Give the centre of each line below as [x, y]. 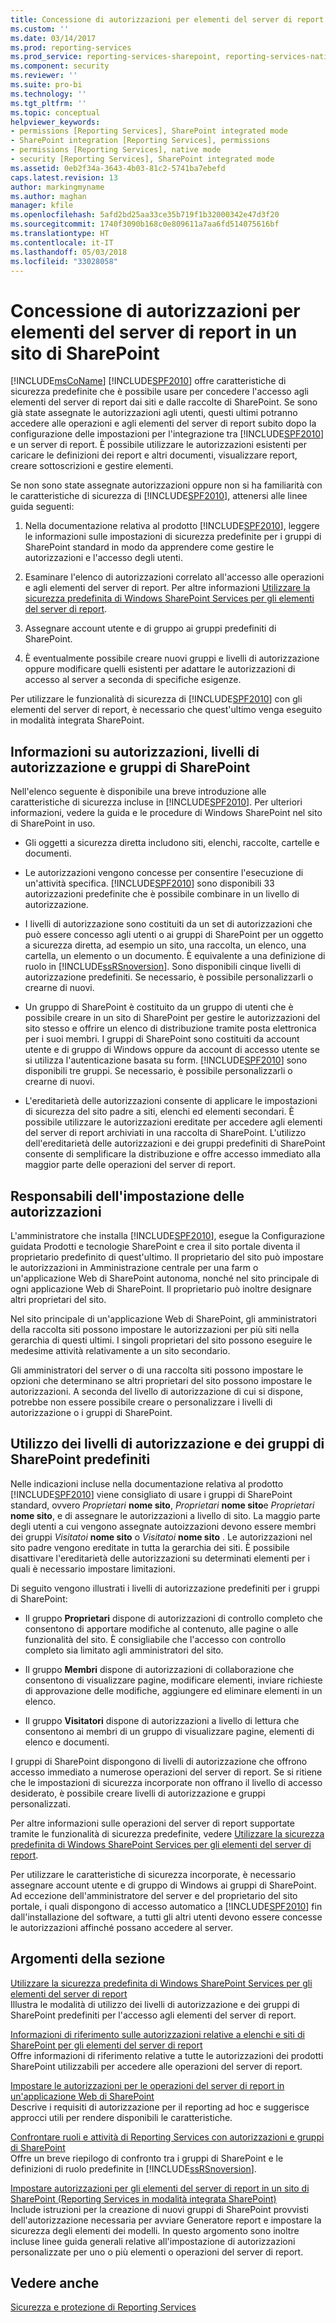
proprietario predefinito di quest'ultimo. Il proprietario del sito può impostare [167, 1257]
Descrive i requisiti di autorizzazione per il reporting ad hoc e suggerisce [160, 2107]
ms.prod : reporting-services [71, 47]
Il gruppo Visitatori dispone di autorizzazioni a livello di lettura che [162, 1720]
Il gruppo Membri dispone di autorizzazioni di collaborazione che [159, 1669]
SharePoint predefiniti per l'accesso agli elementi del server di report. [153, 2015]
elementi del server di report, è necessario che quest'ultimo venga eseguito [166, 710]
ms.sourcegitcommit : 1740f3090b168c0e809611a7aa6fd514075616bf [145, 224]
